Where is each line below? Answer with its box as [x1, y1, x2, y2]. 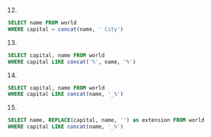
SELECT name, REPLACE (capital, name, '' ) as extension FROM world [8, 117, 205, 124]
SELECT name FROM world [8, 19, 77, 26]
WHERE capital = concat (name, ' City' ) [8, 26, 124, 33]
